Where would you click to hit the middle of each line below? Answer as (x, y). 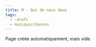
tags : (11, 15)
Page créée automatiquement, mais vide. (49, 39)
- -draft (19, 19)
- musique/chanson (30, 24)
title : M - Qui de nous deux (36, 10)
